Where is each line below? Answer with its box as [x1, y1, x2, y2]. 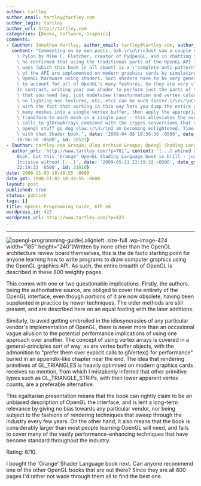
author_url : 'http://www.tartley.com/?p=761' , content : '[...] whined [11, 148, 191, 154]
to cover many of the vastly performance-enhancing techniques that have [6, 430, 188, 438]
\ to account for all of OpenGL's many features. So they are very [17, 81, 188, 87]
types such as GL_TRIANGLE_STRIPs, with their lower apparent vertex [6, 375, 178, 381]
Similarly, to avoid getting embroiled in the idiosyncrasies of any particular [6, 317, 189, 324]
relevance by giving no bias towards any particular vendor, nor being [6, 405, 175, 412]
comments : [6, 37, 31, 42]
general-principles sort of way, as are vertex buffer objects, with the [6, 342, 175, 350]
